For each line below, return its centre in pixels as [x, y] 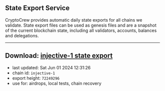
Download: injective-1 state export [59, 56]
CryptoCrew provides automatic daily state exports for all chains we [74, 20]
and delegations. [22, 35]
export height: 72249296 [36, 78]
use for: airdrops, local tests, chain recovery [57, 83]
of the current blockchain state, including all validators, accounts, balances [81, 30]
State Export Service [37, 8]
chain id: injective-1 [34, 73]
